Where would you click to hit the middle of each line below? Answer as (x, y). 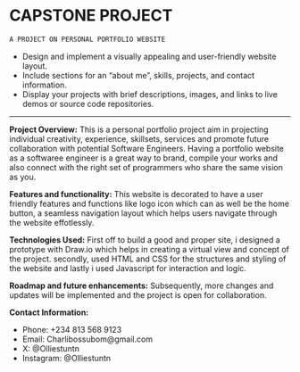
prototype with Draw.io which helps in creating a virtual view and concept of (150, 249)
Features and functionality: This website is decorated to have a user (136, 194)
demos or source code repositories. (88, 103)
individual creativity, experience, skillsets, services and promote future (139, 138)
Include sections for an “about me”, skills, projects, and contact (138, 75)
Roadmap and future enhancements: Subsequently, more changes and (142, 285)
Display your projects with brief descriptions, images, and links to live (150, 94)
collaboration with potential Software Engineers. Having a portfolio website (146, 148)
